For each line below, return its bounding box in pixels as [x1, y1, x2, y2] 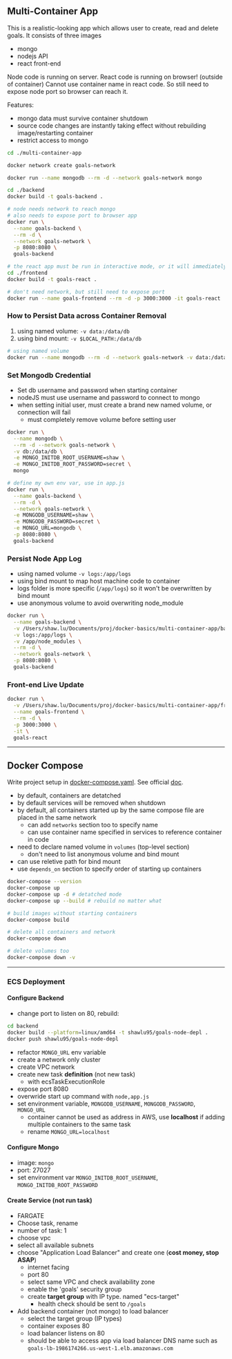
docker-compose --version [7, 878, 81, 885]
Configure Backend [7, 994, 64, 1002]
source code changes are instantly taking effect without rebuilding [17, 121, 206, 130]
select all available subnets [17, 1241, 95, 1249]
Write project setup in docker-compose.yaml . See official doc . [7, 778, 184, 787]
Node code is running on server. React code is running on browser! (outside [7, 73, 223, 81]
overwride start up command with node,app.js [17, 1092, 150, 1100]
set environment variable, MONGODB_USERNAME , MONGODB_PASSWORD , [17, 1099, 195, 1108]
